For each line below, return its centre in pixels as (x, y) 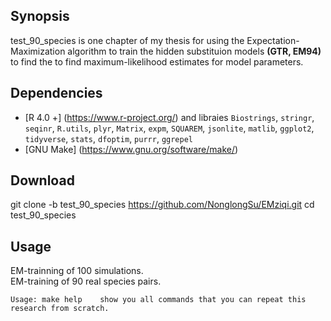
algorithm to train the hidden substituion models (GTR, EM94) (194, 51)
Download (42, 180)
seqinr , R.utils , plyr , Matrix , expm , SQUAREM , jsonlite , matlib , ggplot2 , (169, 128)
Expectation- (273, 40)
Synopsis (40, 16)
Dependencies (56, 93)
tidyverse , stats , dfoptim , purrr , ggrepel (109, 138)
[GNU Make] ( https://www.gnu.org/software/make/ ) (131, 149)
